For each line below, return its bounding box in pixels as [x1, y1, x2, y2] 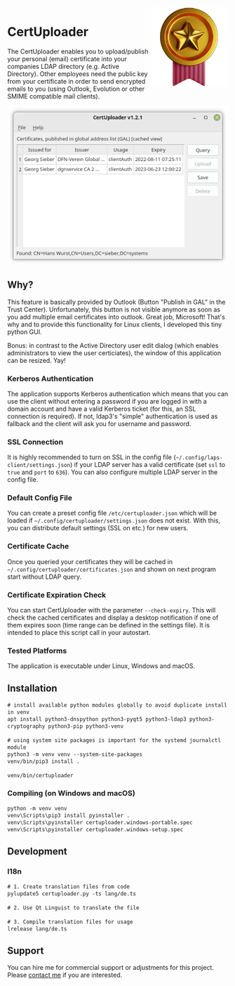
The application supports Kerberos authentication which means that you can [7, 390, 229, 398]
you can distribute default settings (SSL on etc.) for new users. [7, 524, 189, 532]
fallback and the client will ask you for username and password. [7, 419, 192, 428]
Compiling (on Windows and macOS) [7, 788, 135, 798]
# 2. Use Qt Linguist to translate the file [7, 904, 140, 911]
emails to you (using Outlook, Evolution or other [7, 84, 145, 93]
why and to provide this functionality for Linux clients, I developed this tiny [7, 320, 222, 328]
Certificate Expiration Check [7, 590, 107, 600]
